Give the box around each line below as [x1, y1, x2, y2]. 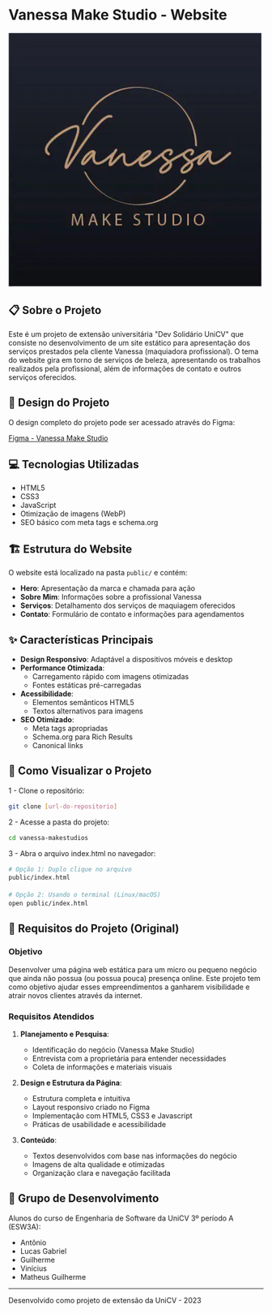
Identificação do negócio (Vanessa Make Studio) [32, 1044, 195, 1054]
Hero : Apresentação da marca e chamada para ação [19, 583, 196, 593]
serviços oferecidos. [8, 372, 77, 382]
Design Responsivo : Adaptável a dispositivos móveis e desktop [19, 655, 233, 664]
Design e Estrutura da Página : [19, 1078, 122, 1087]
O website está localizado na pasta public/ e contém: [8, 568, 188, 578]
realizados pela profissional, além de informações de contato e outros [8, 364, 241, 373]
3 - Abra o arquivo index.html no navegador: [8, 848, 156, 858]
